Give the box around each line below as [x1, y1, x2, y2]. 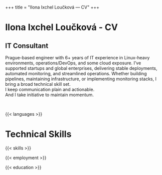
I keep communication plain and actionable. [5, 87, 95, 92]
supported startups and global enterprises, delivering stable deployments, [5, 65, 158, 71]
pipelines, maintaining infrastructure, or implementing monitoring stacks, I [5, 76, 157, 82]
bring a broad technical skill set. [5, 81, 71, 87]
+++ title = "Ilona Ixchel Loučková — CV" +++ [5, 4, 100, 10]
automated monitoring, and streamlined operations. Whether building [5, 71, 147, 76]
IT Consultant [5, 41, 48, 50]
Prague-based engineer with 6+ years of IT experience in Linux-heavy [5, 55, 150, 60]
